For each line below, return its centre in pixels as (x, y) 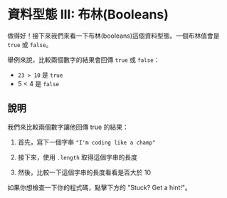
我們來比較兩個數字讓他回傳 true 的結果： (68, 127)
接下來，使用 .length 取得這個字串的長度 (77, 157)
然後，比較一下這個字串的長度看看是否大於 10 (84, 172)
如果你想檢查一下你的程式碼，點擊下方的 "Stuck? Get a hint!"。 (100, 187)
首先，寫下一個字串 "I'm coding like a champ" (86, 142)
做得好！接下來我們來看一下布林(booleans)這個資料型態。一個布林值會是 (114, 36)
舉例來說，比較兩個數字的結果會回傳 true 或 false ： (84, 59)
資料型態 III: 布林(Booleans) (88, 15)
